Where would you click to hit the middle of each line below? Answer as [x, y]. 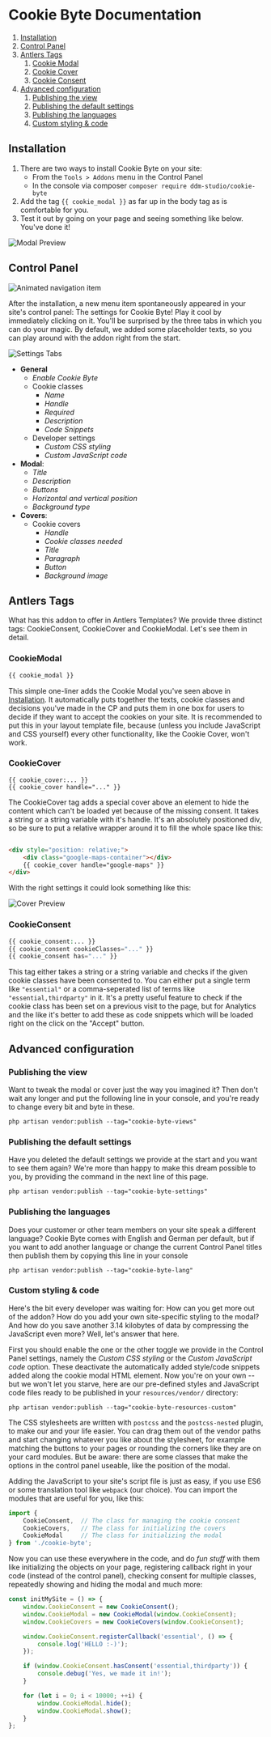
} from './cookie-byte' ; [50, 1544]
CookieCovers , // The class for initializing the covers [125, 1528]
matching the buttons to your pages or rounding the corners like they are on [135, 1448]
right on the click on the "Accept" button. [77, 1024]
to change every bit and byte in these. [72, 1106]
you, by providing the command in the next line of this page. [108, 1177]
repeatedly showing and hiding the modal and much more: [106, 1585]
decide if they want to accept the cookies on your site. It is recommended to [135, 716]
